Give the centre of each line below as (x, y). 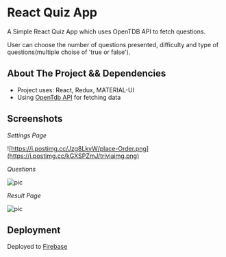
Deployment (34, 230)
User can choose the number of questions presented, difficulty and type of (113, 44)
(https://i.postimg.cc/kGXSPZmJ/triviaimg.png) (73, 156)
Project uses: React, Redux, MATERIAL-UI (76, 90)
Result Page (24, 195)
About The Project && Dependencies (87, 73)
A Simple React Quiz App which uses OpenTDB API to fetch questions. (106, 31)
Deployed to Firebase (37, 247)
